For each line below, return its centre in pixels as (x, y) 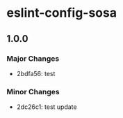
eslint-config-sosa (62, 13)
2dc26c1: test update (47, 107)
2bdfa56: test (36, 73)
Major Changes (33, 59)
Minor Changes (33, 91)
